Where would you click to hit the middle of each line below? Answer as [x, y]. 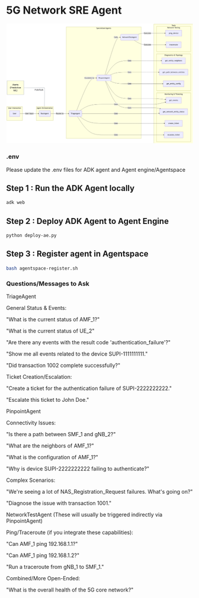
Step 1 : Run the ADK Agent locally [70, 188]
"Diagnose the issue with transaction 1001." [59, 503]
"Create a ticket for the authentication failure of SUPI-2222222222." [89, 388]
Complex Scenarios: [31, 480]
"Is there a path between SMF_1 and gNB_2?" [61, 434]
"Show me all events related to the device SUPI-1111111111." [77, 354]
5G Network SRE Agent [64, 10]
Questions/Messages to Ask [48, 283]
